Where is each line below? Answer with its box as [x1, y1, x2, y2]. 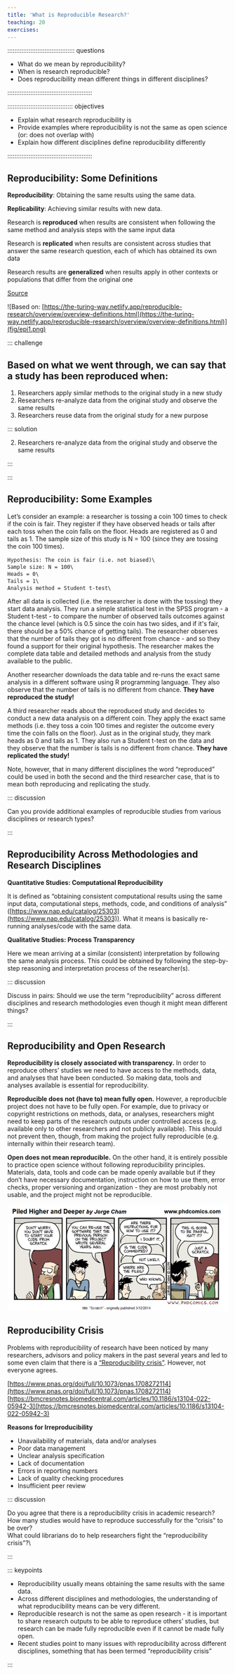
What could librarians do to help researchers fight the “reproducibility [7, 1531, 208, 1540]
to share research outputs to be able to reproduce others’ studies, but [17, 1616, 220, 1625]
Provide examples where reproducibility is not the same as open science [17, 123, 228, 132]
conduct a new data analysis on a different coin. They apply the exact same [7, 714, 226, 722]
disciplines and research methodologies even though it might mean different [7, 999, 228, 1007]
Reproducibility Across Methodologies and [7, 848, 199, 861]
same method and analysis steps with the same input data [7, 226, 175, 234]
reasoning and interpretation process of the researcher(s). [21, 964, 190, 972]
